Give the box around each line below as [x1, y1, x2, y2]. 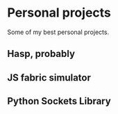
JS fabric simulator [7, 72, 92, 83]
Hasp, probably [7, 48, 75, 60]
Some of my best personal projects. [7, 28, 110, 36]
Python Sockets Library [7, 95, 111, 107]
